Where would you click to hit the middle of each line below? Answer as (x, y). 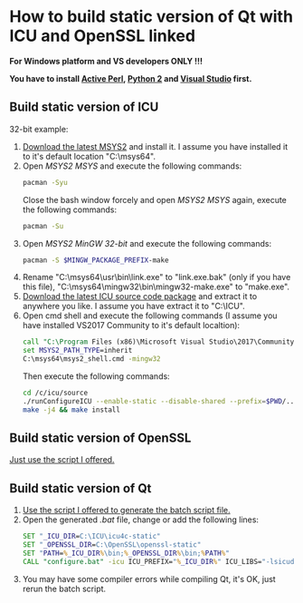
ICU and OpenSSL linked (103, 36)
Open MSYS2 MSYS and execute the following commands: (132, 166)
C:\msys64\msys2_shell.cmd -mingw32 (91, 359)
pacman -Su (43, 226)
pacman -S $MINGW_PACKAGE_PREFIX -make (95, 260)
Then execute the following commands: (96, 376)
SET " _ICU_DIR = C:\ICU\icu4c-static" (91, 537)
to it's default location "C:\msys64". (89, 156)
